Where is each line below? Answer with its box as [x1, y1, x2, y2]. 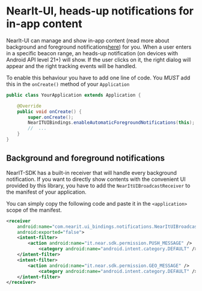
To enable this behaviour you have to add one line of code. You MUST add [6, 74, 191, 81]
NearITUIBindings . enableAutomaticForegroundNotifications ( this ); [28, 120, 195, 126]
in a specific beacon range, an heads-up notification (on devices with [6, 49, 179, 57]
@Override [17, 103, 42, 109]
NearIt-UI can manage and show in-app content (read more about [6, 37, 170, 44]
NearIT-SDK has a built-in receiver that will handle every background [6, 169, 177, 176]
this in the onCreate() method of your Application [6, 80, 130, 88]
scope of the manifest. [6, 206, 62, 213]
